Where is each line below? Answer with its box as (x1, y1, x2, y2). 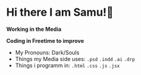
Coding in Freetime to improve (6, 37, 84, 44)
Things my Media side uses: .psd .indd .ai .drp (15, 55, 136, 62)
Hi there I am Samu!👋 (6, 5, 114, 19)
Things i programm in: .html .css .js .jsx (15, 62, 120, 69)
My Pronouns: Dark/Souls (15, 48, 80, 56)
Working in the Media (6, 25, 62, 33)
